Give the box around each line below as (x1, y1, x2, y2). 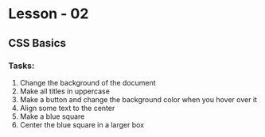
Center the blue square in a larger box (19, 120, 145, 129)
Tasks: (8, 60, 35, 71)
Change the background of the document (19, 78, 157, 87)
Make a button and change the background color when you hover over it (19, 94, 257, 104)
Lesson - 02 (8, 5, 89, 23)
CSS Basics (8, 36, 66, 50)
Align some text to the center (19, 103, 115, 112)
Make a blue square (19, 112, 85, 121)
